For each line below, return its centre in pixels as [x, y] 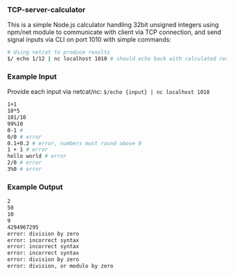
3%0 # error [24, 169]
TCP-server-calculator [46, 10]
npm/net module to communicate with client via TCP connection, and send [114, 32]
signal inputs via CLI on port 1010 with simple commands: [89, 40]
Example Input [32, 76]
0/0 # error [24, 137]
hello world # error [37, 156]
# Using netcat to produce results [59, 52]
